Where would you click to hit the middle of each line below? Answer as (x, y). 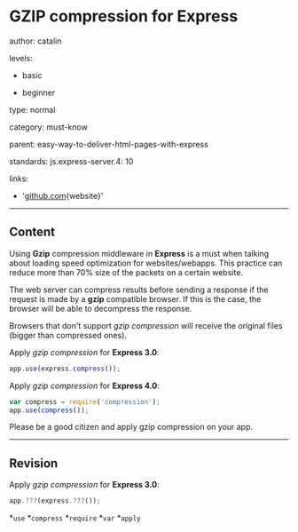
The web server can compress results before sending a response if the (139, 290)
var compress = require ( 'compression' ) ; (85, 401)
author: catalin (35, 41)
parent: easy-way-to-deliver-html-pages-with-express (109, 144)
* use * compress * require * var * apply (75, 518)
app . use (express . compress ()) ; (65, 369)
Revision (34, 463)
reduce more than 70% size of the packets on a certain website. (126, 272)
